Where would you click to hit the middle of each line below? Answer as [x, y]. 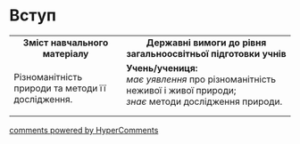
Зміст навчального [66, 43]
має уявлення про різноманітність [201, 79]
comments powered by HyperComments [84, 130]
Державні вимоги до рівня [206, 43]
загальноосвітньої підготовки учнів [206, 53]
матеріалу [66, 53]
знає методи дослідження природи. [204, 101]
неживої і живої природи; [181, 90]
